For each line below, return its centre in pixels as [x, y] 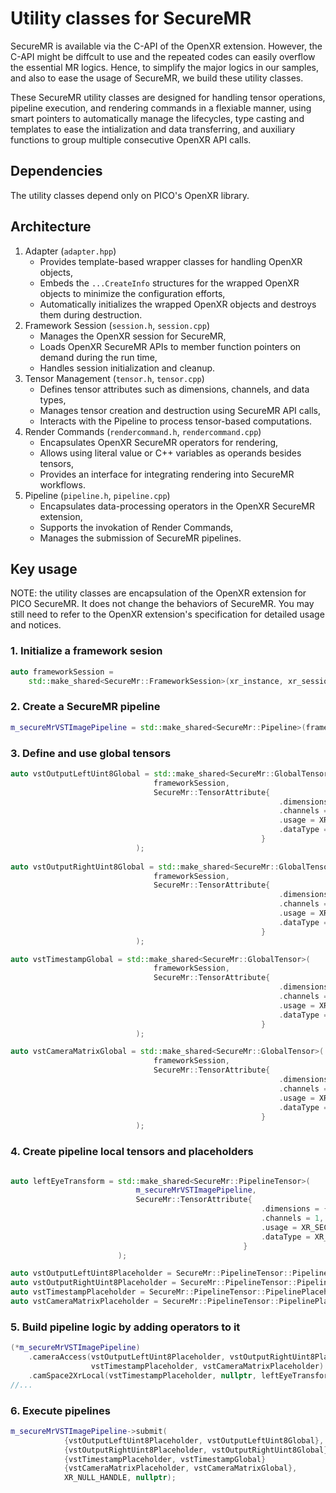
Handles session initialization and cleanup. [127, 368]
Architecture [51, 227]
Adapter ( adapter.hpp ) [70, 251]
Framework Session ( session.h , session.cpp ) [117, 325]
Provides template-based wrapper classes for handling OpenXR [171, 261]
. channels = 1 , [292, 1218]
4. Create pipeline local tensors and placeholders [132, 1152]
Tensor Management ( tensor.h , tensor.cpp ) [114, 378]
